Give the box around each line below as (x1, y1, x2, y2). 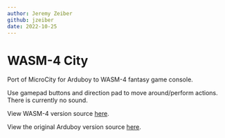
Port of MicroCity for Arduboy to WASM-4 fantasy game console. (7, 75, 194, 83)
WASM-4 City (7, 52, 89, 68)
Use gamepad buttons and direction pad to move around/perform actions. (7, 89, 218, 97)
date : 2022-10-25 (7, 23, 57, 30)
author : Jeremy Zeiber (7, 10, 73, 17)
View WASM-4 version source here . (7, 110, 109, 118)
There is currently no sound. (7, 96, 88, 104)
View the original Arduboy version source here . (7, 123, 142, 131)
